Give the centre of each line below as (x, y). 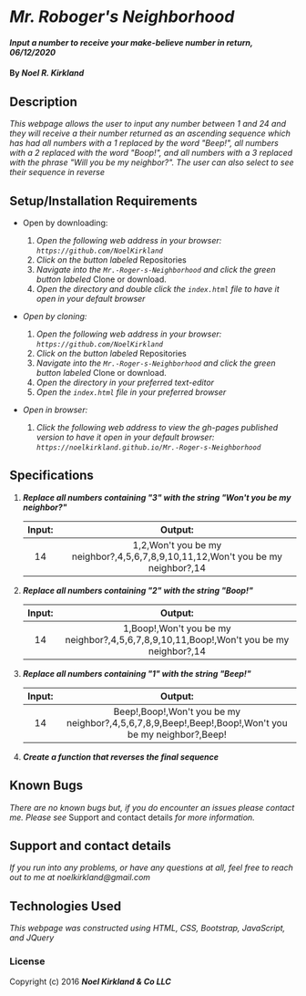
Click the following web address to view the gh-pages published (157, 427)
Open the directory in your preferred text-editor (125, 382)
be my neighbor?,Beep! (177, 734)
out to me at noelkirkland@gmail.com (80, 877)
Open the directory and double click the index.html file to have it (158, 289)
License (27, 961)
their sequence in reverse (57, 172)
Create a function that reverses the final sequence (121, 757)
